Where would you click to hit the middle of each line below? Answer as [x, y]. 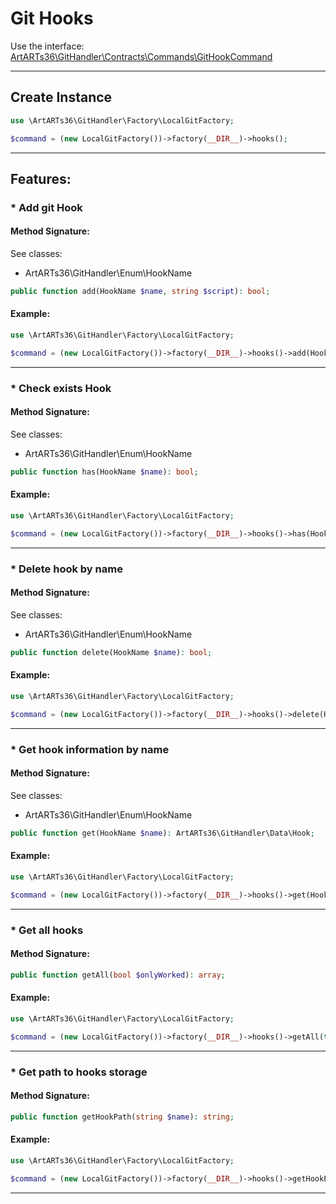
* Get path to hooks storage [79, 1072]
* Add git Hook [46, 207]
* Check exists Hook [61, 388]
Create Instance [61, 97]
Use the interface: [47, 46]
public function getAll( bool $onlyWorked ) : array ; [118, 975]
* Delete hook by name [66, 569]
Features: [41, 178]
